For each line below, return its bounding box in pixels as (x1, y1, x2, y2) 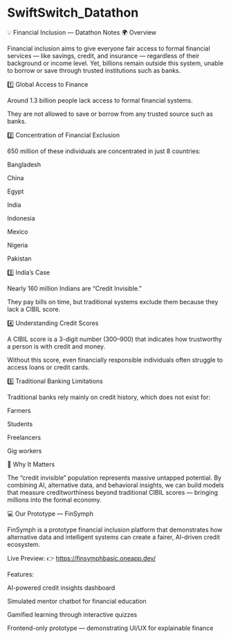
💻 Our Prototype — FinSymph (7, 509, 93, 518)
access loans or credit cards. (7, 362, 90, 371)
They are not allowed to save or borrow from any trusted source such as (7, 110, 213, 118)
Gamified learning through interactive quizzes (7, 610, 138, 618)
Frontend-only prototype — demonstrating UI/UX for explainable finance (7, 624, 214, 632)
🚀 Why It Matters (7, 459, 55, 469)
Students (7, 419, 33, 428)
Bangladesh (7, 160, 41, 168)
